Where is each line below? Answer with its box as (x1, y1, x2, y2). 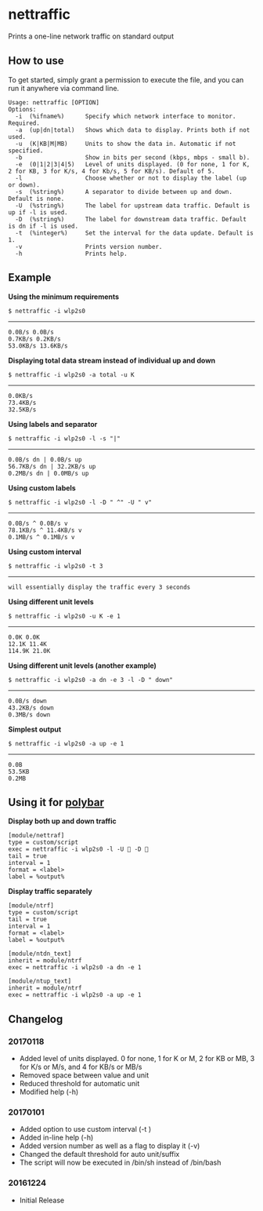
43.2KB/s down (8, 704, 55, 712)
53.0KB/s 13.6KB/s (8, 341, 68, 350)
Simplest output (8, 724, 62, 734)
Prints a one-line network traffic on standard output (8, 31, 175, 41)
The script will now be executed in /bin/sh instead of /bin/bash (19, 1158, 222, 1167)
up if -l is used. (8, 208, 68, 217)
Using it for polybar (8, 795, 104, 809)
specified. (8, 147, 44, 155)
